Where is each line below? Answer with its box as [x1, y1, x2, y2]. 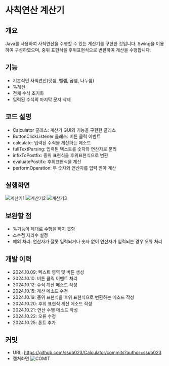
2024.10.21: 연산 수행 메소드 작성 [12, 307, 78, 313]
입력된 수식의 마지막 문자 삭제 [12, 96, 71, 102]
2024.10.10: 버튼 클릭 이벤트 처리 [12, 276, 78, 282]
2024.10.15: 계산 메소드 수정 [12, 288, 68, 294]
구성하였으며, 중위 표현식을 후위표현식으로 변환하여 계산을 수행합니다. [14, 47, 151, 53]
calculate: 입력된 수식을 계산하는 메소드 [12, 139, 91, 145]
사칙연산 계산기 [5, 5, 65, 16]
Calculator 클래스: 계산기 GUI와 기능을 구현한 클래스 [12, 127, 116, 133]
